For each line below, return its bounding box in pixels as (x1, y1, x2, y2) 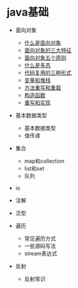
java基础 (7, 5, 49, 19)
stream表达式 (24, 250, 58, 257)
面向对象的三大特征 (24, 46, 72, 54)
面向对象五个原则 (24, 54, 67, 61)
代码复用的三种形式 (24, 69, 72, 76)
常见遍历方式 (24, 235, 56, 242)
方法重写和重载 (24, 84, 61, 91)
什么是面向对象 (24, 39, 61, 46)
